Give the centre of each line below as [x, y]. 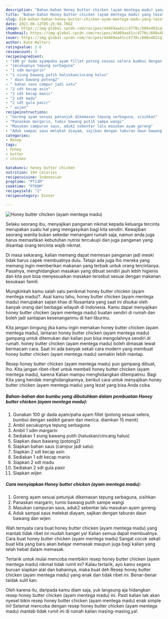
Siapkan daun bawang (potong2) [47, 441]
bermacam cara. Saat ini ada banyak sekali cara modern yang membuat [80, 349]
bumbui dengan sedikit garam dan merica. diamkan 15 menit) [76, 420]
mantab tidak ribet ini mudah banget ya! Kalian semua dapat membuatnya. [82, 533]
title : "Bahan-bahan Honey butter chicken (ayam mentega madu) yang [78, 15]
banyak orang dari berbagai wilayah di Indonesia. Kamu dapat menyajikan [82, 307]
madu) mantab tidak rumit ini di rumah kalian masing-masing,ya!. [72, 611]
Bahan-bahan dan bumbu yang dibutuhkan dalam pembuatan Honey [79, 396]
